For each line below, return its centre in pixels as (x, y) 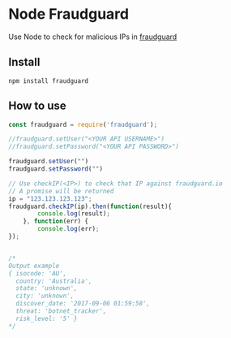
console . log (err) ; (68, 229)
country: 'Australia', (54, 281)
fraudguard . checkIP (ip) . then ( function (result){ (90, 206)
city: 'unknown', (45, 296)
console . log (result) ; (74, 214)
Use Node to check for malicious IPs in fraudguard (93, 37)
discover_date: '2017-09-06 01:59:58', (83, 304)
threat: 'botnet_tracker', (61, 311)
